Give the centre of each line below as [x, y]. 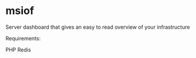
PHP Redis [18, 50]
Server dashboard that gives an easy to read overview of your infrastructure [98, 27]
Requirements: [23, 38]
